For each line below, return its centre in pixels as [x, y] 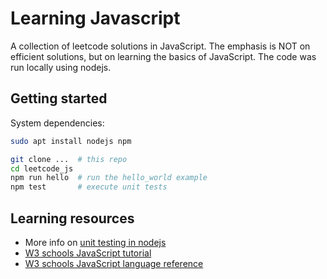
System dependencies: [57, 123]
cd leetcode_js [42, 168]
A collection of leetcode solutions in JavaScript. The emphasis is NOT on [160, 46]
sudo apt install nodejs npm [71, 141]
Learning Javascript [95, 18]
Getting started [59, 98]
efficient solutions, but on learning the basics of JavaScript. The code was [163, 56]
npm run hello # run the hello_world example [109, 178]
